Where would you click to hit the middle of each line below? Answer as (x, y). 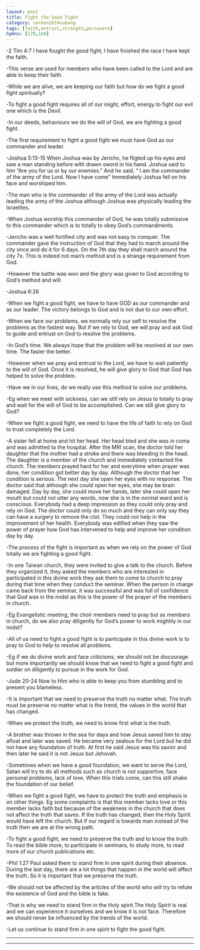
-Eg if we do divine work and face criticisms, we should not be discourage (97, 657)
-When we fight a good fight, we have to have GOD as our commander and (98, 303)
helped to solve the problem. (41, 376)
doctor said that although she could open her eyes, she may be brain (91, 485)
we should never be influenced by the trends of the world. (77, 918)
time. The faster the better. (39, 351)
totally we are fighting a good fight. (49, 554)
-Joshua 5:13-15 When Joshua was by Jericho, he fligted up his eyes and (96, 158)
